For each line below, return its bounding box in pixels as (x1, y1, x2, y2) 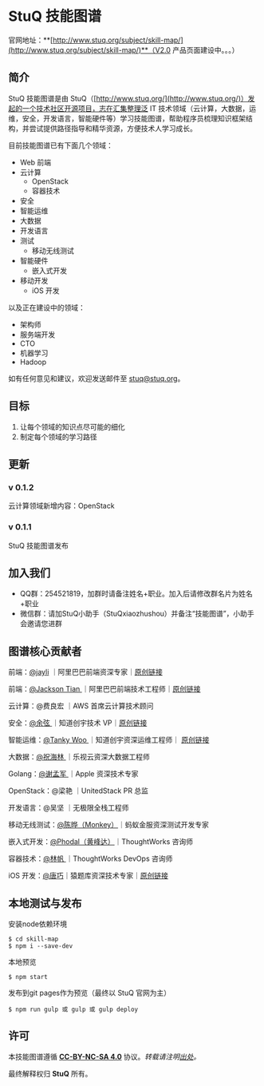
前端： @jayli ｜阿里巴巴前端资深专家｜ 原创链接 (8, 668, 164, 677)
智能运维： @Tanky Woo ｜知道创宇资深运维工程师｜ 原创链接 (8, 735, 210, 745)
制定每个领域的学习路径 (19, 432, 97, 442)
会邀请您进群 (19, 619, 62, 628)
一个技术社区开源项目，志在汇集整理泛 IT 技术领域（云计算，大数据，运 (22, 103, 257, 113)
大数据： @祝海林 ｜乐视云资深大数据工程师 (8, 752, 150, 762)
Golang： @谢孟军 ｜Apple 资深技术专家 (8, 769, 139, 779)
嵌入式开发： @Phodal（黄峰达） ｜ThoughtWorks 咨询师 (8, 837, 194, 846)
